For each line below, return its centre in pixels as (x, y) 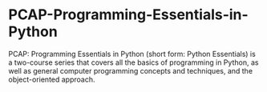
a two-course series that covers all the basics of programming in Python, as (133, 62)
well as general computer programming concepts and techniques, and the (131, 70)
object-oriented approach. (52, 79)
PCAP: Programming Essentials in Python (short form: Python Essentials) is (132, 54)
